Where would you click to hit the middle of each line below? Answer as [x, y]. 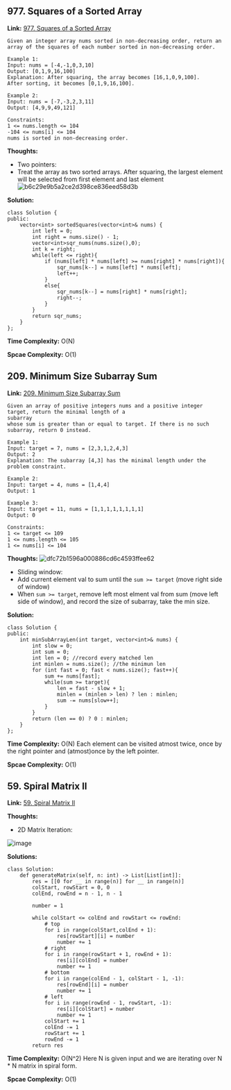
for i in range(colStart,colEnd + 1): [100, 930]
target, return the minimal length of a [67, 412]
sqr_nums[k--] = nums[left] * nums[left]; [119, 267]
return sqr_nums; [57, 316]
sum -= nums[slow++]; [88, 701]
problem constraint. [37, 467]
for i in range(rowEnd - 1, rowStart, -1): [108, 1003]
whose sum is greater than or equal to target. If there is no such [108, 424]
